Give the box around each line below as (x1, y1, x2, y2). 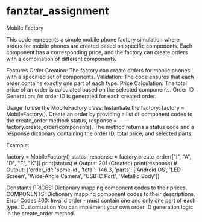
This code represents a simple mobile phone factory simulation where (6, 36, 180, 43)
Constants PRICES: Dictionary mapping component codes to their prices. (6, 184, 188, 191)
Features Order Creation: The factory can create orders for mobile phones (6, 66, 191, 74)
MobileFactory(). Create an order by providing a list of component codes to (6, 110, 193, 118)
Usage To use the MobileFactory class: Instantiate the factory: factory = (6, 104, 185, 111)
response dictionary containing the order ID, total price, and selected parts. (6, 130, 193, 137)
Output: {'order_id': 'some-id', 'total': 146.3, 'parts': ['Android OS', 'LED (6, 166, 181, 173)
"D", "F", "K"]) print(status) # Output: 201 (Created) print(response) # (6, 159, 178, 166)
